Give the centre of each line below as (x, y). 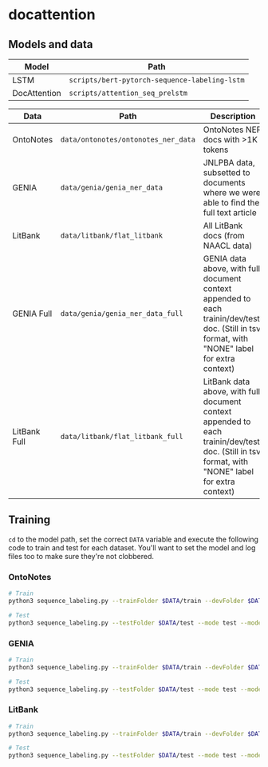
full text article (230, 212)
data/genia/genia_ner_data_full (122, 314)
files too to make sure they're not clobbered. (81, 556)
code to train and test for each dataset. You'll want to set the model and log (132, 547)
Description (233, 116)
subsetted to (227, 172)
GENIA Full (32, 314)
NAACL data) (228, 246)
